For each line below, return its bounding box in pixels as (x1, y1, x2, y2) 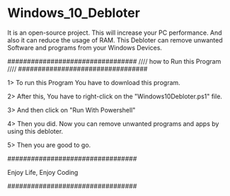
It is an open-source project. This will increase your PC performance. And (7, 28, 222, 37)
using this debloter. (7, 127, 64, 135)
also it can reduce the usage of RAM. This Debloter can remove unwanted (7, 35, 223, 44)
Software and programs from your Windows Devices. (7, 43, 163, 52)
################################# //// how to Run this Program (7, 57, 222, 65)
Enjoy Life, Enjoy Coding (7, 168, 79, 176)
